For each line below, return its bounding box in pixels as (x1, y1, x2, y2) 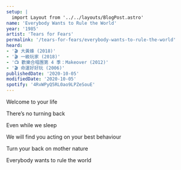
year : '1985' (6, 25, 39, 32)
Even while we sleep (6, 122, 57, 128)
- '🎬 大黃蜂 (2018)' (6, 48, 56, 54)
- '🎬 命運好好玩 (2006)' (6, 65, 65, 71)
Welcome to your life (6, 98, 58, 105)
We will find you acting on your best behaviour (6, 133, 121, 140)
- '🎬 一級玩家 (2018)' (6, 54, 61, 60)
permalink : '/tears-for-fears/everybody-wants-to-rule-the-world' (6, 37, 176, 43)
